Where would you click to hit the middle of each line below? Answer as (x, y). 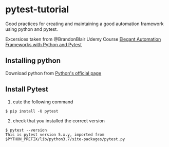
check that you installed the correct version (59, 121)
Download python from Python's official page (53, 73)
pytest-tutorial (37, 10)
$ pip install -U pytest (32, 111)
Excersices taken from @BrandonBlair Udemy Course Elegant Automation (83, 39)
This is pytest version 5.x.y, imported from (55, 135)
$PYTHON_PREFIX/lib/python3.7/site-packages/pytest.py (65, 139)
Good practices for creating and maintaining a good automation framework (85, 24)
